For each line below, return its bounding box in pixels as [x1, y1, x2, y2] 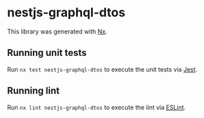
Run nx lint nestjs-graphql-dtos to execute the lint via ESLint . [7, 103, 186, 111]
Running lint [7, 85, 60, 97]
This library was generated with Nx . [7, 27, 107, 35]
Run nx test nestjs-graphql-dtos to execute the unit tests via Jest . [7, 65, 198, 73]
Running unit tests [7, 47, 87, 59]
